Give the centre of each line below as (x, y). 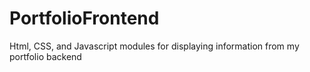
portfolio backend (45, 56)
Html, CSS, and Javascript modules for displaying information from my (154, 46)
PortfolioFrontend (84, 18)
